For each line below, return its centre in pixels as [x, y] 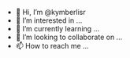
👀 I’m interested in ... [49, 20]
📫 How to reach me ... [52, 46]
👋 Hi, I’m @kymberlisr [51, 12]
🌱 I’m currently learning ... [58, 29]
